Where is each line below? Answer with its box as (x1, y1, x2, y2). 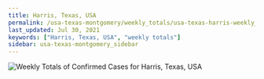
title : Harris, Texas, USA (8, 11, 97, 20)
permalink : (8, 19, 44, 27)
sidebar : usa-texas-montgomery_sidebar (8, 41, 139, 48)
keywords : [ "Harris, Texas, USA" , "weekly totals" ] (8, 33, 181, 41)
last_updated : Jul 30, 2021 (8, 26, 101, 34)
